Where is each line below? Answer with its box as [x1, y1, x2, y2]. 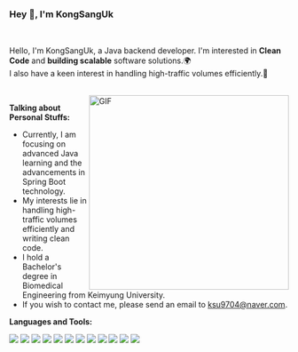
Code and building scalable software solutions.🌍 [9, 55, 192, 66]
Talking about [9, 102, 61, 114]
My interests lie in [21, 196, 87, 206]
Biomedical [21, 280, 64, 292]
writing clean [21, 233, 70, 244]
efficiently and [21, 224, 75, 235]
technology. [21, 186, 67, 196]
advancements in [21, 167, 86, 178]
